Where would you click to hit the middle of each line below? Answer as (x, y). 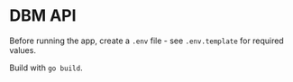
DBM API (43, 16)
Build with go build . (46, 68)
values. (23, 50)
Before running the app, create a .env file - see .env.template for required (146, 41)
